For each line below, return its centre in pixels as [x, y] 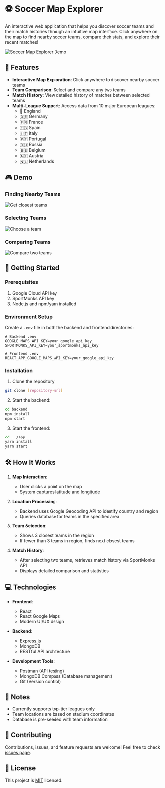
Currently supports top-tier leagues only [54, 709]
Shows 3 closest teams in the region [57, 536]
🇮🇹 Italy [29, 133]
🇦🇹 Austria [31, 155]
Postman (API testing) [42, 671]
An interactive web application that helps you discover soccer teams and [79, 26]
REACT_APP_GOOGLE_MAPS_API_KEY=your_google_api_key [59, 358]
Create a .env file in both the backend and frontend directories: [69, 328]
